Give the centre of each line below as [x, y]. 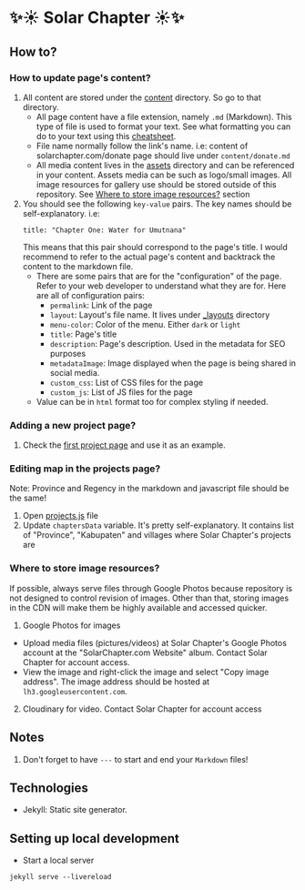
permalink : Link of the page [101, 305]
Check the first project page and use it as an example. [124, 445]
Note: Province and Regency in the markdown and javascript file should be [149, 489]
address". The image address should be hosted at [116, 682]
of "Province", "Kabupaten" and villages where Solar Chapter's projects [157, 535]
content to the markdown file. [78, 266]
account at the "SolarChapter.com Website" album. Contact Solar [145, 652]
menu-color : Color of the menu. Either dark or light [145, 324]
